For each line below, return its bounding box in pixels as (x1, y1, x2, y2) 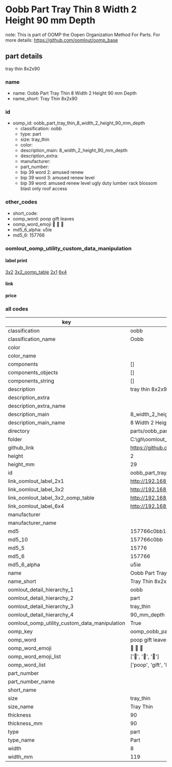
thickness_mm (8, 720, 43, 727)
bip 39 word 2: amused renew (20, 169, 84, 175)
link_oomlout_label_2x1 (8, 478, 64, 485)
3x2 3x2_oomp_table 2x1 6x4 (5, 269, 67, 275)
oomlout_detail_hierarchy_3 (8, 603, 74, 610)
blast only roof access (20, 186, 68, 192)
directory (8, 428, 30, 435)
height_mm (8, 461, 35, 468)
